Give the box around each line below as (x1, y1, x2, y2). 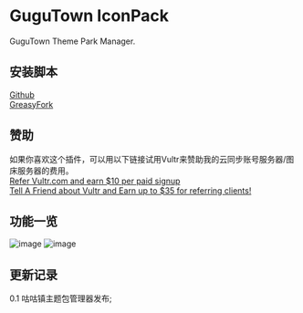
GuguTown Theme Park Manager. (9, 36, 136, 47)
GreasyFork (9, 99, 54, 110)
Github (9, 89, 35, 100)
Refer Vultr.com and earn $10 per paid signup (9, 175, 181, 186)
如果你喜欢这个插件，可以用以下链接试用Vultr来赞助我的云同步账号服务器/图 (9, 153, 295, 164)
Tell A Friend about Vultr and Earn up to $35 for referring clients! (9, 184, 252, 196)
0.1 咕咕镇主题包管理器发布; (9, 293, 112, 304)
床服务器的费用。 (9, 165, 74, 176)
